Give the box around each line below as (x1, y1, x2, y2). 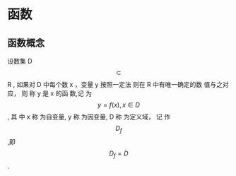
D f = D (109, 149, 129, 159)
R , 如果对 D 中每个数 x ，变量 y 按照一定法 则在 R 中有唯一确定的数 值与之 (7, 81, 223, 88)
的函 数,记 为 (55, 89, 93, 98)
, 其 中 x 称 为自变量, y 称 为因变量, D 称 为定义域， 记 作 (7, 112, 171, 121)
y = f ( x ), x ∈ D (98, 100, 140, 109)
